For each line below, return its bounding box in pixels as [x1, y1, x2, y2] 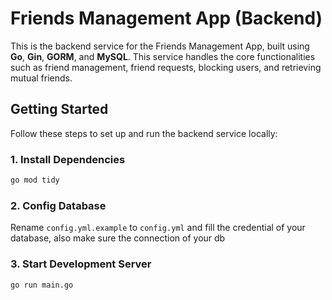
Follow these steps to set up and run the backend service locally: [10, 127, 278, 139]
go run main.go [10, 280, 74, 290]
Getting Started [10, 101, 109, 118]
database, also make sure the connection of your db [10, 232, 226, 244]
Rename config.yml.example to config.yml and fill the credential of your [10, 222, 306, 234]
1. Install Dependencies [10, 152, 126, 166]
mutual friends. [10, 72, 73, 84]
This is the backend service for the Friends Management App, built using [10, 40, 310, 52]
